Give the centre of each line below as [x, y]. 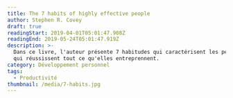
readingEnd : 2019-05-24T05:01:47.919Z [63, 39]
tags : [15, 71]
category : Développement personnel [59, 65]
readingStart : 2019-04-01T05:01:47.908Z [67, 33]
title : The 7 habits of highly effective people [79, 13]
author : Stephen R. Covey [44, 20]
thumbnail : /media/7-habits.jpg [54, 84]
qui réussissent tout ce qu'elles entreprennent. [86, 59]
